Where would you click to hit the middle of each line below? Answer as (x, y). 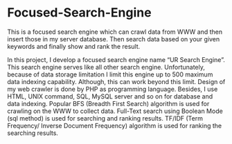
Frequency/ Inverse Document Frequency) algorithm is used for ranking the (115, 125)
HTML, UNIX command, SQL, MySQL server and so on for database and (110, 96)
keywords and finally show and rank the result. (74, 46)
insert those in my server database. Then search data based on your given (114, 39)
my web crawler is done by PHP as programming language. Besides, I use (113, 89)
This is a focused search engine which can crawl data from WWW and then (115, 32)
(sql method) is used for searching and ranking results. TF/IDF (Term (105, 118)
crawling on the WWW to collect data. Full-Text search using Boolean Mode (115, 111)
